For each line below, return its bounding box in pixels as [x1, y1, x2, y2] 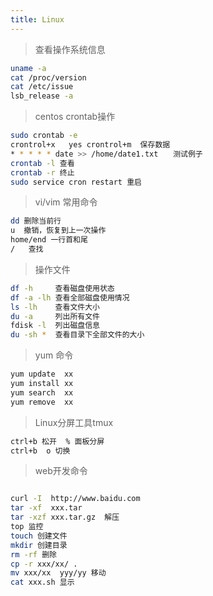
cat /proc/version [10, 72, 87, 83]
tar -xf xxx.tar [10, 503, 83, 513]
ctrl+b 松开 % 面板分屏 [10, 436, 105, 446]
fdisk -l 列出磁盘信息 [10, 321, 100, 331]
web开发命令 [34, 465, 88, 477]
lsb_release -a [10, 91, 74, 101]
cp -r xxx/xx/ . [10, 559, 78, 569]
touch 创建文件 [10, 531, 68, 541]
